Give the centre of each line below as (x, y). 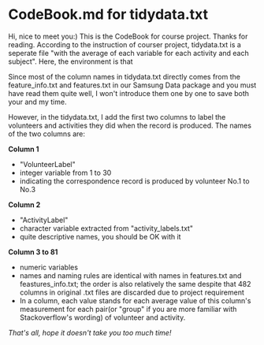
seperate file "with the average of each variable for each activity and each (129, 53)
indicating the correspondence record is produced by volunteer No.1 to (134, 181)
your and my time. (37, 102)
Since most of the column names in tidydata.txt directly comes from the (124, 76)
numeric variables (49, 267)
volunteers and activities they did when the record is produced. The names (130, 125)
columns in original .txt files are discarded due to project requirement (132, 292)
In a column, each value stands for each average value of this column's (135, 300)
